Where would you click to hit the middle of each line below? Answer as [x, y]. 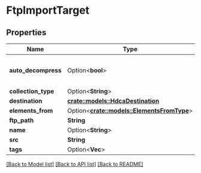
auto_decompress [35, 70]
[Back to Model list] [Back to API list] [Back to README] [75, 164]
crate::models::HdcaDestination [113, 101]
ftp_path [22, 120]
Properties [26, 33]
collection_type [32, 91]
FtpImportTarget [48, 10]
